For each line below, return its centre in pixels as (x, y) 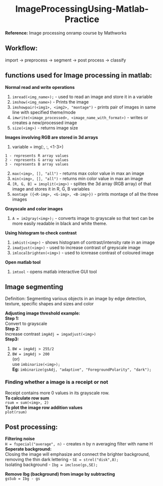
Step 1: (12, 318)
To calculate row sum (27, 398)
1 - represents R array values (37, 156)
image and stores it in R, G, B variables (51, 189)
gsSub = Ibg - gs (23, 479)
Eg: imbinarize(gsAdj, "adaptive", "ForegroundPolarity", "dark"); (82, 369)
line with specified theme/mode (44, 112)
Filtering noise (20, 439)
